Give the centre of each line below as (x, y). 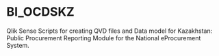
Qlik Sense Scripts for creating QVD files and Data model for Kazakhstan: (109, 31)
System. (18, 45)
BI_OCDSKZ (40, 12)
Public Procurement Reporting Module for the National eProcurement (104, 38)
